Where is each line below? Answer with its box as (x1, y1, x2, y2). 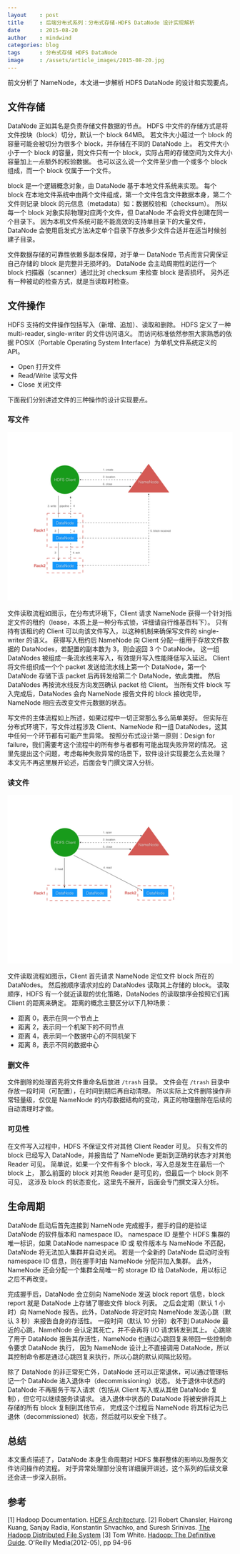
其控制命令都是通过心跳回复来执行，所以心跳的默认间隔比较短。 (7, 1352, 195, 1361)
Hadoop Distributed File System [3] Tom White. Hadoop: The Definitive (7, 1530, 216, 1540)
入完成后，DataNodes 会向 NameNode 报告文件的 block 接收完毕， (7, 689, 205, 698)
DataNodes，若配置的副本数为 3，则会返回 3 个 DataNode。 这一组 (21, 644, 220, 653)
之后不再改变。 (7, 1275, 51, 1283)
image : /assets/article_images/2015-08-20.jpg (7, 57, 164, 64)
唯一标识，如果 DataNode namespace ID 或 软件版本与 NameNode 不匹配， (7, 1239, 230, 1247)
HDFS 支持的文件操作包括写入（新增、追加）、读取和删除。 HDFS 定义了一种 (7, 320, 231, 329)
